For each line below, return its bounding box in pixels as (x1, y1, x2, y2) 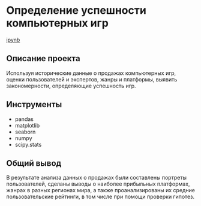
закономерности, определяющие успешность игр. (6, 82, 136, 89)
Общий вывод (6, 158, 62, 168)
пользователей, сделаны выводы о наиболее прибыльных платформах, (6, 180, 190, 187)
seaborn (14, 128, 36, 135)
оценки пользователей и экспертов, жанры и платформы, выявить (6, 75, 178, 83)
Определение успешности (6, 4, 147, 17)
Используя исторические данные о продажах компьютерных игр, (6, 69, 176, 77)
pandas (14, 115, 34, 123)
